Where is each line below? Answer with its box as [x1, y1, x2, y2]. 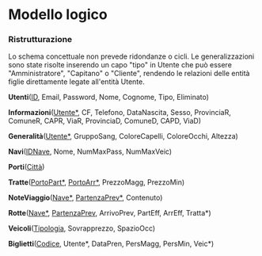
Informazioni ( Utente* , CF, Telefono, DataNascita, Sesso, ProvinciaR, [8, 108, 231, 117]
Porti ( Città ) [8, 162, 45, 172]
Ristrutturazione [8, 34, 73, 45]
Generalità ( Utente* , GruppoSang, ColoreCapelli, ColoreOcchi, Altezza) [8, 132, 239, 141]
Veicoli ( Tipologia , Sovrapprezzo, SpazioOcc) [8, 224, 156, 233]
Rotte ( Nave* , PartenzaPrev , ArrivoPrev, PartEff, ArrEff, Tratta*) [8, 208, 211, 218]
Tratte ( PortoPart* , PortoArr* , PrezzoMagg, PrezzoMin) [8, 178, 185, 187]
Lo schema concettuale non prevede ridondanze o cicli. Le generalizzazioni [8, 52, 255, 61]
